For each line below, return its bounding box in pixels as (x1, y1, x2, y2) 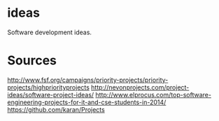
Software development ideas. (7, 28, 92, 36)
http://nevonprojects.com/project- (90, 83, 190, 92)
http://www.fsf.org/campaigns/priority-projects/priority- (7, 76, 169, 84)
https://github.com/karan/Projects (7, 105, 105, 113)
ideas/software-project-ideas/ (7, 90, 94, 99)
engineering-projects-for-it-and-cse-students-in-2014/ (7, 98, 167, 106)
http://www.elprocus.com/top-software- (95, 90, 212, 99)
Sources (7, 52, 57, 69)
